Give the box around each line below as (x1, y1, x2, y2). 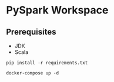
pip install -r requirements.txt (6, 60, 88, 66)
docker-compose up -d (6, 70, 59, 76)
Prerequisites (6, 27, 56, 37)
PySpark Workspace (6, 4, 109, 17)
